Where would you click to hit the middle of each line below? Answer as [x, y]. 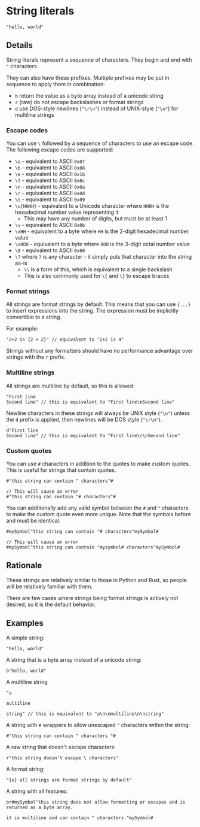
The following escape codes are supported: [60, 150]
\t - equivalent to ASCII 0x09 [50, 199]
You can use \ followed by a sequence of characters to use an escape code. [100, 143]
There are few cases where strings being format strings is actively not [92, 598]
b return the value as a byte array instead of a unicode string [89, 96]
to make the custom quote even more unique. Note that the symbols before [99, 514]
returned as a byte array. [40, 807]
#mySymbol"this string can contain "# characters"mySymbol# [83, 531]
